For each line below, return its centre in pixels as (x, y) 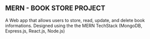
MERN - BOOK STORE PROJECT (55, 8)
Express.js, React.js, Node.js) (35, 31)
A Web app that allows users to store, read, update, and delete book (75, 20)
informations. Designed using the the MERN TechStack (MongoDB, (74, 25)
